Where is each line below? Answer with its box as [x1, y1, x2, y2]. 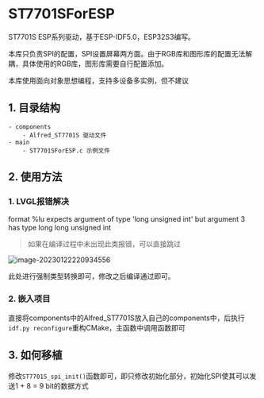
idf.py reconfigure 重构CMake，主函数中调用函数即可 [8, 323, 186, 332]
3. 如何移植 [8, 349, 63, 362]
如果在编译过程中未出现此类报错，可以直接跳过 [27, 239, 181, 249]
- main [8, 138, 30, 146]
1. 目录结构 [8, 101, 61, 115]
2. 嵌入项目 [8, 293, 51, 304]
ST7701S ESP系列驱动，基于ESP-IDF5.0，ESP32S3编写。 [8, 32, 196, 41]
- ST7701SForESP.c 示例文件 [22, 146, 111, 155]
